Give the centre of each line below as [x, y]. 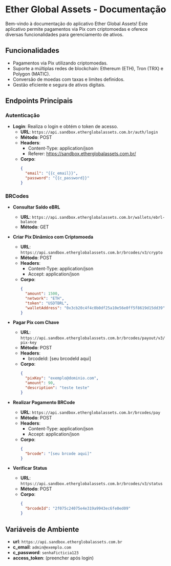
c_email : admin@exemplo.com [42, 547]
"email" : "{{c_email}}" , [51, 173]
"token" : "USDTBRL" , [47, 303]
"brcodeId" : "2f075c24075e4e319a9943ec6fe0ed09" [78, 509]
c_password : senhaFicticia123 [46, 552]
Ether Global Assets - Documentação [86, 9]
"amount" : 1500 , [42, 294]
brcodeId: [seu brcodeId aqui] [59, 359]
